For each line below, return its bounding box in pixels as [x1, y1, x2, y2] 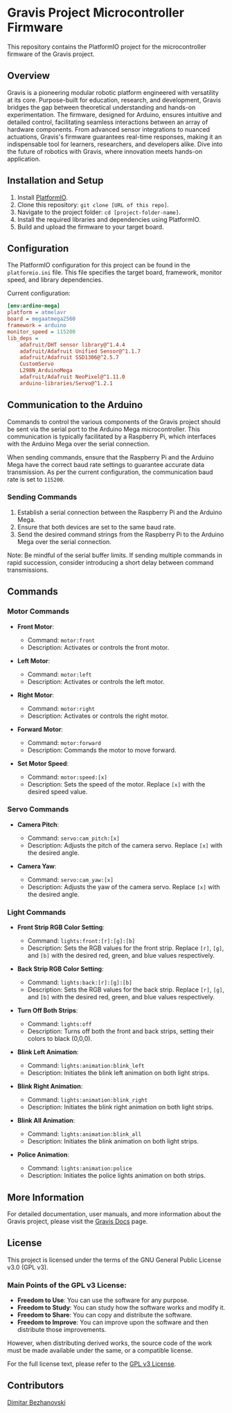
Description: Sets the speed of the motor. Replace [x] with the [27, 780, 206, 788]
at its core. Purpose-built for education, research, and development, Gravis [7, 96, 222, 104]
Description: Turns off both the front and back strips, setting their [27, 1027, 214, 1035]
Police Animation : [17, 1150, 69, 1159]
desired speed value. [27, 787, 88, 796]
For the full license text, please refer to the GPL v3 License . [7, 1360, 177, 1368]
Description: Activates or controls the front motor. [27, 643, 170, 651]
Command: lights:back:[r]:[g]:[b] [27, 978, 133, 987]
